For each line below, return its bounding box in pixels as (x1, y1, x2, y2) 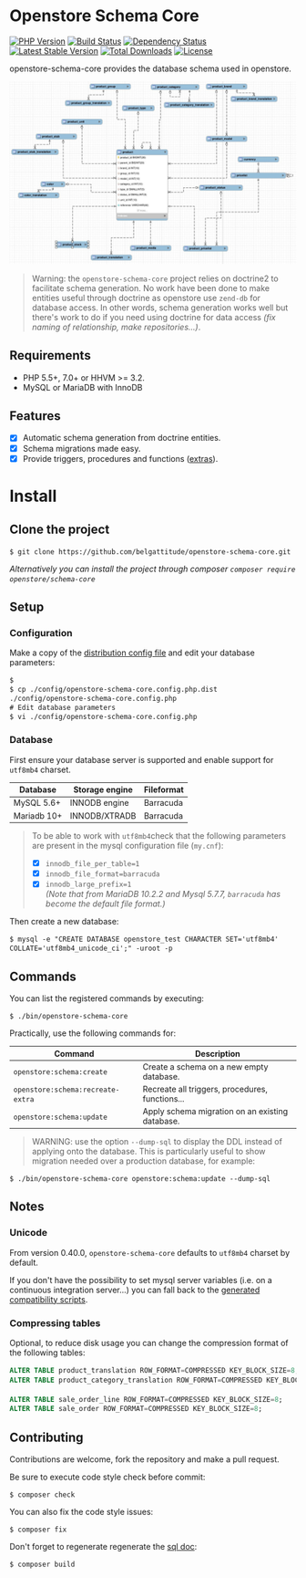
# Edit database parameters (9, 704, 117, 713)
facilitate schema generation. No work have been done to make (31, 282, 270, 293)
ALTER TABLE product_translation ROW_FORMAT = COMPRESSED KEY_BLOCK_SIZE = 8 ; (9, 1365, 300, 1374)
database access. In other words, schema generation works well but (31, 302, 289, 313)
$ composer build (9, 1560, 76, 1570)
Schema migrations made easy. (22, 443, 141, 454)
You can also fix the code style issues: (9, 1507, 154, 1518)
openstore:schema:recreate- (13, 1085, 120, 1095)
